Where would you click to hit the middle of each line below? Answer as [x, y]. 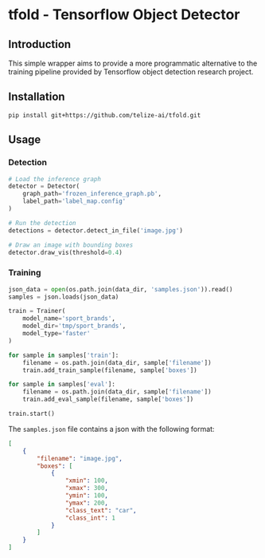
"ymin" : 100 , [87, 496]
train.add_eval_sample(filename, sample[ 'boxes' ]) [108, 400]
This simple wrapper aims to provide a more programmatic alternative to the [133, 63]
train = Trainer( [37, 311]
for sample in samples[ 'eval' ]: [62, 385]
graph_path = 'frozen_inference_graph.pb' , [92, 194]
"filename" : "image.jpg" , [80, 458]
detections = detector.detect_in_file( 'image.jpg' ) [95, 230]
